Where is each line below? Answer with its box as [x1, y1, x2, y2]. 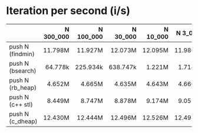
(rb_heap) [9, 83, 37, 91]
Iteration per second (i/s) [6, 4, 131, 18]
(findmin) [9, 50, 35, 58]
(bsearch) [9, 66, 37, 74]
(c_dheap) [9, 117, 38, 125]
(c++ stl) [9, 100, 34, 108]
